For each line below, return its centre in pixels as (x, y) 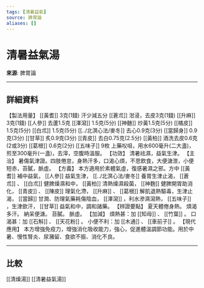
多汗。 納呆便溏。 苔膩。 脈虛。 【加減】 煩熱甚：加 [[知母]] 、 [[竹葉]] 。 (98, 214)
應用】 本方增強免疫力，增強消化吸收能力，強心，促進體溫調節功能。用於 (97, 229)
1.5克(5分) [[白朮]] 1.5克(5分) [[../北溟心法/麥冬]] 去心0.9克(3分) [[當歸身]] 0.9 (102, 130)
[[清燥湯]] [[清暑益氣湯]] (36, 279)
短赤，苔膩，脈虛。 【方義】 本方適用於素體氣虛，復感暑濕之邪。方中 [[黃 (98, 169)
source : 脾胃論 (24, 18)
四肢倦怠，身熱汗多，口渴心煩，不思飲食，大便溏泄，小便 (122, 161)
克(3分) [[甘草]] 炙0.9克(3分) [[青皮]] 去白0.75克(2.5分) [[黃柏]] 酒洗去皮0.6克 (102, 138)
